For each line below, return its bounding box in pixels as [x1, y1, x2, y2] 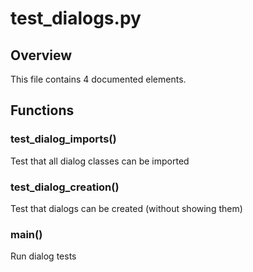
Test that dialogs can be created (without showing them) [10, 202, 243, 214]
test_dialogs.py [10, 7, 142, 30]
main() [10, 227, 43, 241]
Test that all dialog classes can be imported [10, 155, 190, 167]
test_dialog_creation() [10, 180, 120, 194]
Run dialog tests [10, 250, 77, 262]
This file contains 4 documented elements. [10, 73, 187, 85]
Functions [10, 102, 75, 119]
